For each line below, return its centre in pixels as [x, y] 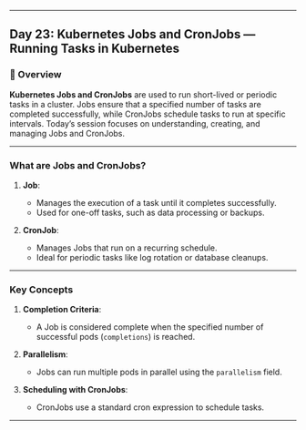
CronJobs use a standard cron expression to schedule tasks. [150, 407]
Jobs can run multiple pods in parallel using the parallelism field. [159, 372]
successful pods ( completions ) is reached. [116, 337]
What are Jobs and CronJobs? [78, 165]
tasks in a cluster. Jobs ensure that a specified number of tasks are [135, 104]
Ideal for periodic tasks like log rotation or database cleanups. [152, 257]
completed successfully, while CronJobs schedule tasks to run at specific [148, 114]
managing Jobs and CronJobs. [67, 133]
